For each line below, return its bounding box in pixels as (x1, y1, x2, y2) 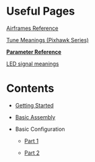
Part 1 (24, 137, 39, 144)
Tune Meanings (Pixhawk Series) (6, 36, 90, 43)
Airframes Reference (6, 24, 59, 32)
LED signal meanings (6, 60, 59, 67)
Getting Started (15, 101, 54, 109)
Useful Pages (6, 4, 75, 18)
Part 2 (24, 149, 40, 156)
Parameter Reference (6, 48, 62, 56)
